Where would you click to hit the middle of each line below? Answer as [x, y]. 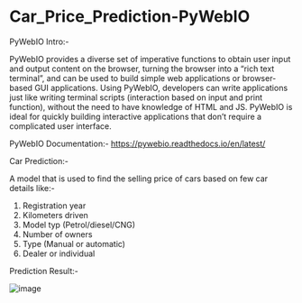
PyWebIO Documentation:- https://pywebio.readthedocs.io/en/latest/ [137, 143]
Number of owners [57, 234]
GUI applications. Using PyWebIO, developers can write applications [161, 87]
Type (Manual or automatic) [74, 243]
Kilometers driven [55, 215]
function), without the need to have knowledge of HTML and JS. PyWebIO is [151, 106]
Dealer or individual [59, 253]
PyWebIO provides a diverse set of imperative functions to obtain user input [150, 59]
